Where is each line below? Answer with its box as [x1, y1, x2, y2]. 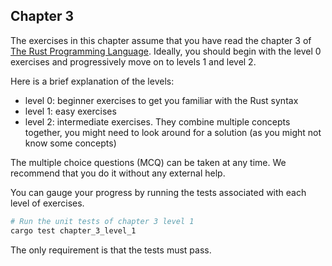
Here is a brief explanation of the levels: [10, 75, 175, 87]
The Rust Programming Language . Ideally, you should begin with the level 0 [10, 45, 322, 57]
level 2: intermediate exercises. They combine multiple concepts [24, 115, 291, 128]
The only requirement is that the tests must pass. [10, 244, 212, 256]
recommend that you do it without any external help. [10, 167, 226, 179]
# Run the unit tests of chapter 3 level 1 [10, 216, 195, 226]
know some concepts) [24, 137, 117, 149]
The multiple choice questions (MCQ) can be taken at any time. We [10, 156, 287, 168]
